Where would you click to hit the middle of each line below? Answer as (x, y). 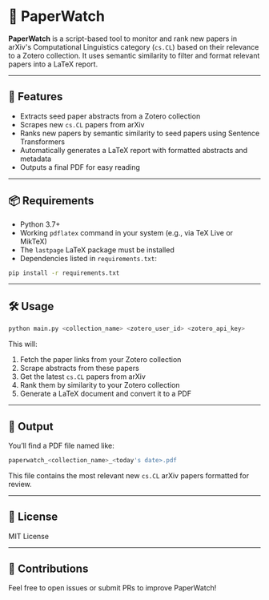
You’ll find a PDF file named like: (61, 445)
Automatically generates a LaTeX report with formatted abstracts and (134, 150)
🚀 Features (36, 97)
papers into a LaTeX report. (53, 64)
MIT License (29, 536)
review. (20, 484)
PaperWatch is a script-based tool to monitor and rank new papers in (123, 38)
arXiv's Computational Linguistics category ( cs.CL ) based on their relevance (134, 46)
